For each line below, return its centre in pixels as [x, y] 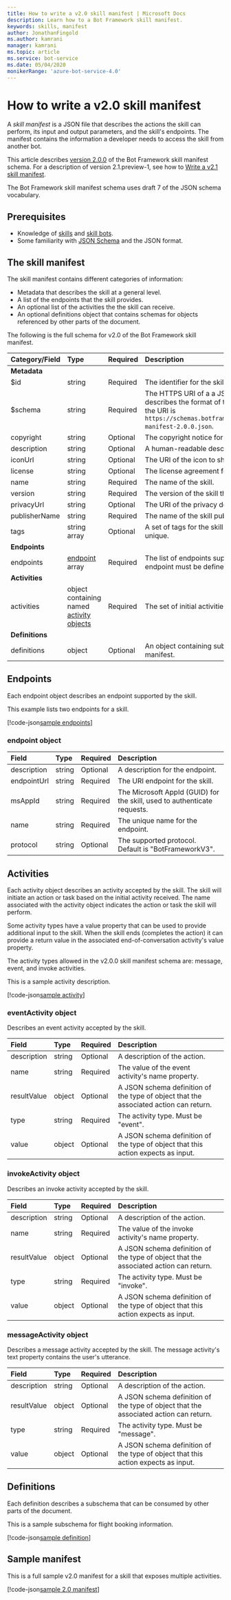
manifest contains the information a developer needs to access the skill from [115, 139]
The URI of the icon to [180, 460]
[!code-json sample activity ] [46, 994]
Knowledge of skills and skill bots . [65, 233]
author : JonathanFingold [43, 33]
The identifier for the [178, 382]
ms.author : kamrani [35, 39]
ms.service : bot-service [43, 59]
